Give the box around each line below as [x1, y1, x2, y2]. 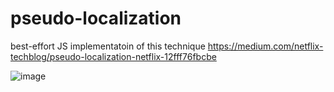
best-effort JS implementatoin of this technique [10, 40, 206, 52]
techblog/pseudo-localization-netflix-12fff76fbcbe [10, 50, 217, 62]
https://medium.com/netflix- [207, 40, 324, 52]
